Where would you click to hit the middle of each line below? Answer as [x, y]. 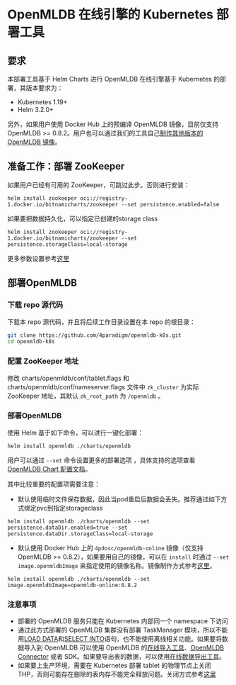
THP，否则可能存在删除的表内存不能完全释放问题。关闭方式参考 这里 [117, 674]
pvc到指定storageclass [70, 508]
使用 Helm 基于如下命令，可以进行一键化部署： [76, 433]
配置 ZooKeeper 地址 [43, 361]
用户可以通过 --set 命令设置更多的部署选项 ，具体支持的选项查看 [101, 460]
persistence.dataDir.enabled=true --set [68, 528]
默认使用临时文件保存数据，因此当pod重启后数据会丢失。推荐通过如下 [119, 499]
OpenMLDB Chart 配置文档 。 [49, 469]
